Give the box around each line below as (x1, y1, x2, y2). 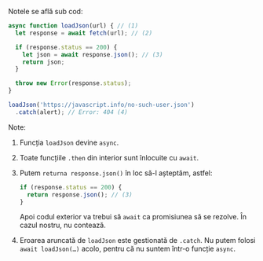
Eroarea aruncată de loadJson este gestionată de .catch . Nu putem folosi (19, 236, 256, 245)
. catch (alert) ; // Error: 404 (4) (15, 108, 128, 116)
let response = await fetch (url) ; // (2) (15, 29, 153, 37)
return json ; (22, 58, 65, 66)
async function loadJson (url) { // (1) (8, 22, 139, 30)
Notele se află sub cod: (8, 7, 83, 16)
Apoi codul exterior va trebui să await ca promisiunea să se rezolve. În (19, 212, 247, 222)
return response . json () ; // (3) (27, 190, 133, 199)
